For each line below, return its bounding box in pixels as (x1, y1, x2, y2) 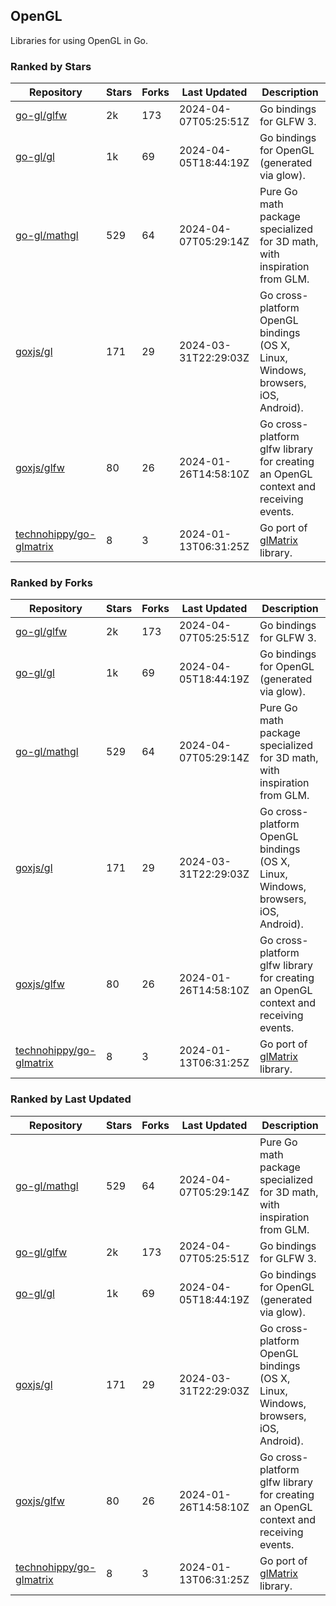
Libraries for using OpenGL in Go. (10, 34, 149, 46)
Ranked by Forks (10, 576, 93, 590)
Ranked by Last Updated (10, 1092, 132, 1106)
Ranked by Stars (10, 59, 92, 73)
